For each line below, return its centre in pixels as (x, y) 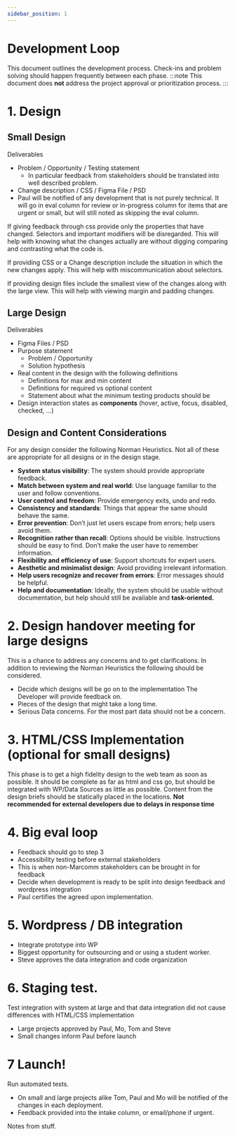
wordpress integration (49, 889)
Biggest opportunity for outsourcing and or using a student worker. (114, 952)
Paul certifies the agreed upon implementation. (85, 897)
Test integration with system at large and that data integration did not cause (116, 1007)
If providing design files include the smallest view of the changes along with (117, 283)
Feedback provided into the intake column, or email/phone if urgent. (116, 1112)
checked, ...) (35, 411)
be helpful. (33, 583)
